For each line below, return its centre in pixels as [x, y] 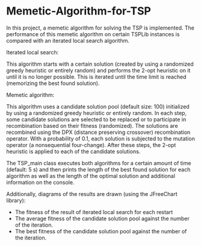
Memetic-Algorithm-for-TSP [79, 11]
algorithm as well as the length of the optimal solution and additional [91, 175]
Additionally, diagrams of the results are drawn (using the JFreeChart [92, 194]
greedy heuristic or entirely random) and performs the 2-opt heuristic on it [98, 70]
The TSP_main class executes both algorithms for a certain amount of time [99, 163]
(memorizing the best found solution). [53, 83]
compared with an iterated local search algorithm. [68, 40]
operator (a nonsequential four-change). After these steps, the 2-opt [91, 145]
